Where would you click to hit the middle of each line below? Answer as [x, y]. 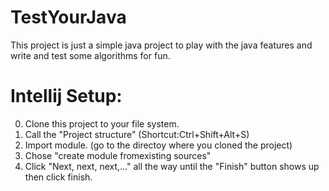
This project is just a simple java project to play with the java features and [161, 45]
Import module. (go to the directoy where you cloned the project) [158, 145]
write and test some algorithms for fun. [90, 55]
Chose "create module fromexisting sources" [118, 155]
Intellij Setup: [66, 96]
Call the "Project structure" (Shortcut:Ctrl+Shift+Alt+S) [137, 134]
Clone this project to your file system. [102, 123]
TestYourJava [68, 17]
